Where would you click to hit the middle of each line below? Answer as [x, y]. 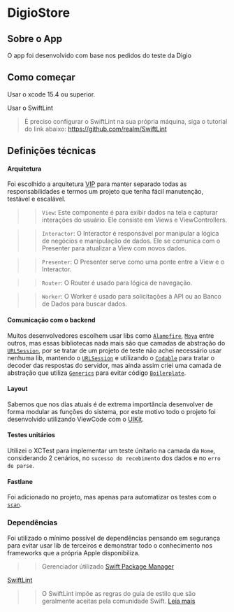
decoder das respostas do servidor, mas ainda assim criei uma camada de [114, 365]
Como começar [41, 77]
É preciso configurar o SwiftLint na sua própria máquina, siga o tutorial [126, 121]
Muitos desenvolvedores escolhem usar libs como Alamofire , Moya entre [111, 335]
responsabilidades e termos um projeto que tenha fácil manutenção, [105, 192]
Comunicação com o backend [51, 320]
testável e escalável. [37, 199]
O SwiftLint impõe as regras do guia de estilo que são [119, 593]
